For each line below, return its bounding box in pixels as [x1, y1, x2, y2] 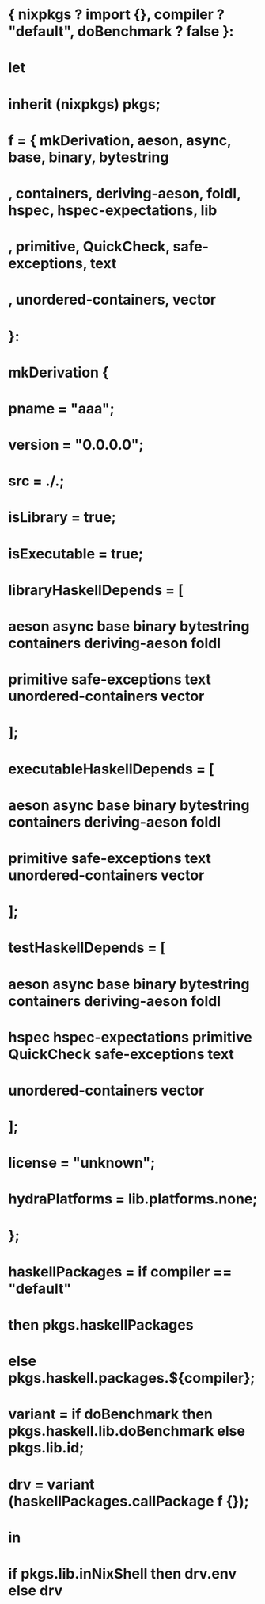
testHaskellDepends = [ [8, 938, 166, 957]
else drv [8, 1581, 63, 1599]
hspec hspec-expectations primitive [8, 1028, 252, 1046]
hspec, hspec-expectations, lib [8, 201, 218, 219]
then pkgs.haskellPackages [8, 1316, 194, 1333]
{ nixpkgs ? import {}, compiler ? [8, 6, 225, 24]
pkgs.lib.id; [8, 1439, 85, 1457]
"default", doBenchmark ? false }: [8, 22, 234, 40]
